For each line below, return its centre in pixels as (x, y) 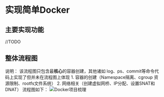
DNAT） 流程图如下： (27, 89)
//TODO (13, 42)
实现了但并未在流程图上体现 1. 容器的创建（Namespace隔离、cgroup (83, 77)
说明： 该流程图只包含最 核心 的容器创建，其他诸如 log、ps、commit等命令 (80, 71)
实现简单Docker (37, 10)
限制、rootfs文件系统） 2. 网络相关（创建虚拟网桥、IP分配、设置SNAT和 (82, 83)
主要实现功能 (25, 30)
